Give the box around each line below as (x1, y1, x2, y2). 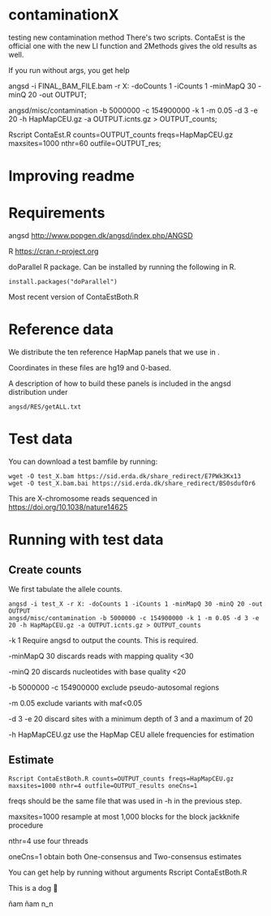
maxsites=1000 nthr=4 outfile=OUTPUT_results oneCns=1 (8, 781, 198, 790)
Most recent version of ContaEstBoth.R (8, 292, 140, 302)
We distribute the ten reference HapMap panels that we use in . (8, 347, 221, 357)
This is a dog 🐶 (8, 883, 58, 892)
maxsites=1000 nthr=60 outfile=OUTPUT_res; (8, 138, 161, 148)
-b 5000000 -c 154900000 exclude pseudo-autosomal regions (8, 683, 220, 692)
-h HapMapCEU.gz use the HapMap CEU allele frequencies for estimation (8, 730, 255, 739)
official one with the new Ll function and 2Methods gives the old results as (8, 41, 257, 50)
